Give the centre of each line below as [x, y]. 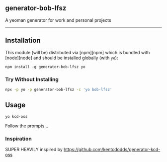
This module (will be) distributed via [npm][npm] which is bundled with [78, 52]
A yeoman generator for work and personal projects [58, 20]
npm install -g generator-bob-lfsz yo [45, 67]
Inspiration [19, 139]
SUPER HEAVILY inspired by [34, 149]
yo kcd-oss [16, 116]
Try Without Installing [32, 79]
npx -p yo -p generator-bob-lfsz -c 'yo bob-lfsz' [59, 89]
